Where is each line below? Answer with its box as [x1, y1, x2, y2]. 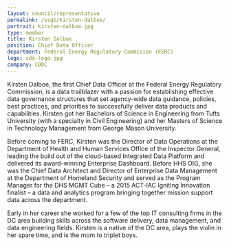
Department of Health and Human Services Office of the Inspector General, [7, 144, 221, 153]
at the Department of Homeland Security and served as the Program [7, 173, 201, 182]
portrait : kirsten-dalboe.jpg [7, 23, 94, 30]
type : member [7, 29, 45, 36]
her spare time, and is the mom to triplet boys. [7, 231, 138, 239]
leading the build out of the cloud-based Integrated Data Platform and [7, 152, 205, 160]
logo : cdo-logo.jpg [7, 55, 63, 62]
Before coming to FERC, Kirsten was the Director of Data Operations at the [7, 137, 218, 145]
